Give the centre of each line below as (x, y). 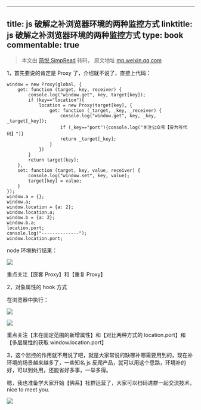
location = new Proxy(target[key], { (86, 105)
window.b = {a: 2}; (31, 217)
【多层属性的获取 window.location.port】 (57, 342)
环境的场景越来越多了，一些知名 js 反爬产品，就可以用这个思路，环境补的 (97, 362)
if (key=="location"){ (56, 100)
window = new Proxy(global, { (44, 84)
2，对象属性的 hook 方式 (37, 287)
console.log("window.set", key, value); (79, 175)
